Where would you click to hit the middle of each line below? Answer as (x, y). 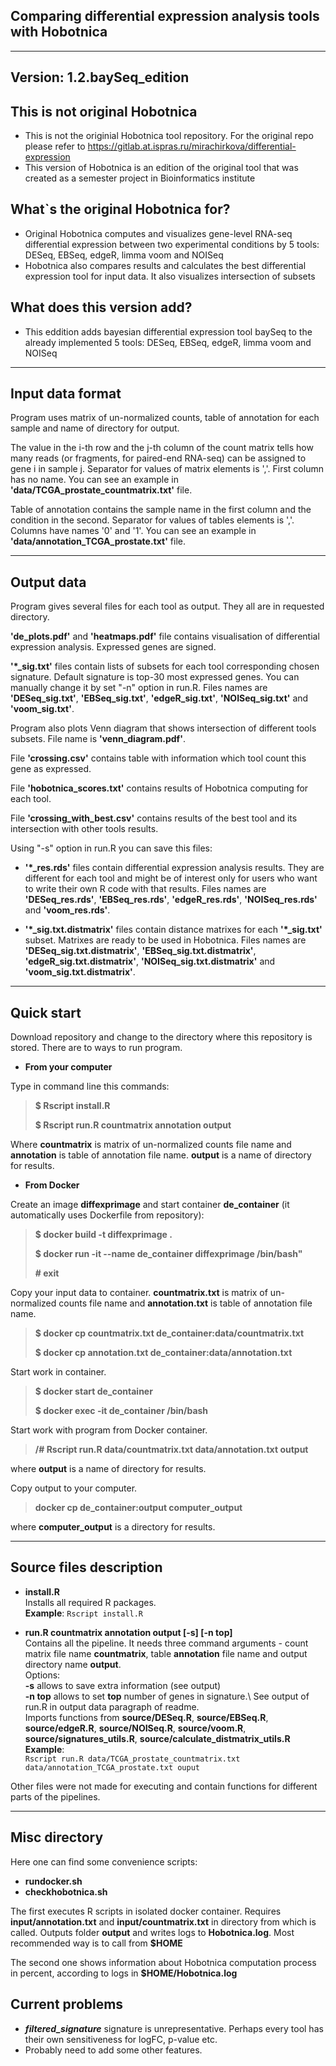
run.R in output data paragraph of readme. (112, 1706)
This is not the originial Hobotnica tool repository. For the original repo (169, 136)
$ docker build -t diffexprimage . (103, 1235)
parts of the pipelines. (55, 1796)
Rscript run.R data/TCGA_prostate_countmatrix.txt (132, 1759)
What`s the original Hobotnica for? (120, 209)
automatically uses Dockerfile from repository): (107, 1215)
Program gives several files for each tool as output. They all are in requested (167, 606)
